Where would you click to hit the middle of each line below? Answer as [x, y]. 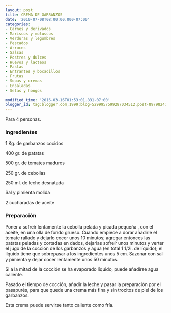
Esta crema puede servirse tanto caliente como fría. [60, 305]
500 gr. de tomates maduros [35, 163]
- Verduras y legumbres [31, 39]
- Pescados [17, 43]
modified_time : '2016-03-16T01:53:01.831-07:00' [58, 100]
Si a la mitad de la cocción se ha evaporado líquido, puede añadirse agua [82, 269]
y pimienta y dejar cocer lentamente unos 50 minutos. [62, 259]
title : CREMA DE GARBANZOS [34, 15]
